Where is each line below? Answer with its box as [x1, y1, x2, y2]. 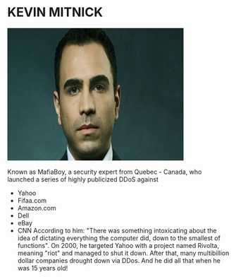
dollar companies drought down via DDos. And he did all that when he [17, 256, 221, 265]
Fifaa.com [17, 196, 47, 205]
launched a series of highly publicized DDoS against [7, 174, 159, 184]
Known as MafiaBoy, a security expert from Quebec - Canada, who [7, 167, 202, 176]
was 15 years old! [17, 263, 68, 272]
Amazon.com [17, 203, 56, 212]
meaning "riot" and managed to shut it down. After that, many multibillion [17, 249, 230, 257]
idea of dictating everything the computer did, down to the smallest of [17, 234, 221, 242]
